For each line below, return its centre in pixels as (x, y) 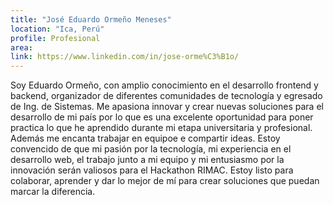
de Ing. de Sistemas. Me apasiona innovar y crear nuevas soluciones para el (167, 107)
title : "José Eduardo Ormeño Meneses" (91, 19)
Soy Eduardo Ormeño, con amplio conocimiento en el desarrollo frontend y (164, 85)
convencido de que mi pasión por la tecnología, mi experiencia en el (151, 149)
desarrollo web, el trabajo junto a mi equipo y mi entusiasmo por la (147, 160)
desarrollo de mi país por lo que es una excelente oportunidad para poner (162, 117)
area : (21, 47)
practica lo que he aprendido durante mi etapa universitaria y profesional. (161, 128)
